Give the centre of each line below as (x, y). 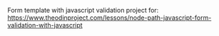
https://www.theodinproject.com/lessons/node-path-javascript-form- (109, 18)
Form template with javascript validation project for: (83, 10)
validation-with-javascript (45, 25)
